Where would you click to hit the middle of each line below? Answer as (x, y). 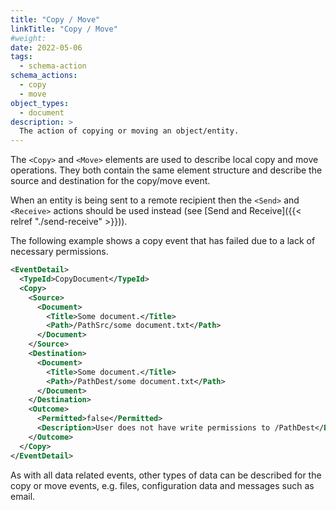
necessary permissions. (59, 252)
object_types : (40, 103)
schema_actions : (44, 76)
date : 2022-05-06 (46, 47)
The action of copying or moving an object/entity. (129, 131)
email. (23, 496)
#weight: (28, 38)
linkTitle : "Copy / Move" (64, 29)
